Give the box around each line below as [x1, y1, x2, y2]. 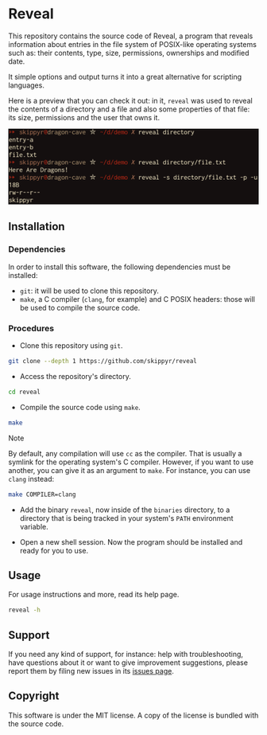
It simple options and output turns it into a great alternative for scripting [8, 72, 242, 81]
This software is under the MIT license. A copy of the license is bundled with [8, 710, 259, 720]
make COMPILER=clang [8, 491, 77, 498]
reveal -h [8, 606, 41, 614]
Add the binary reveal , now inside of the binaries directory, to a [19, 505, 230, 514]
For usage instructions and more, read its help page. [8, 590, 180, 600]
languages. [8, 80, 45, 90]
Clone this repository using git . [19, 341, 123, 350]
